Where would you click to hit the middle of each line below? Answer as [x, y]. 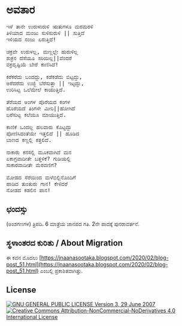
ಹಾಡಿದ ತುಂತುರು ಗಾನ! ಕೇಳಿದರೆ [37, 184]
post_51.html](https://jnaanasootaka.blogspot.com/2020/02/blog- [87, 264]
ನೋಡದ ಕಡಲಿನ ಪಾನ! [28, 190]
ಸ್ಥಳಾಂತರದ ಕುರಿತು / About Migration [65, 243]
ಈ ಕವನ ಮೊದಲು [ [24, 258]
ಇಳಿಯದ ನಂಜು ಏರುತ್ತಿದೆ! [31, 39]
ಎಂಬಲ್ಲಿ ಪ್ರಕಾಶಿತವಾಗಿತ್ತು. [61, 271]
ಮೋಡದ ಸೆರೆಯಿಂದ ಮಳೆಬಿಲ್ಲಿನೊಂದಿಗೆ [41, 177]
